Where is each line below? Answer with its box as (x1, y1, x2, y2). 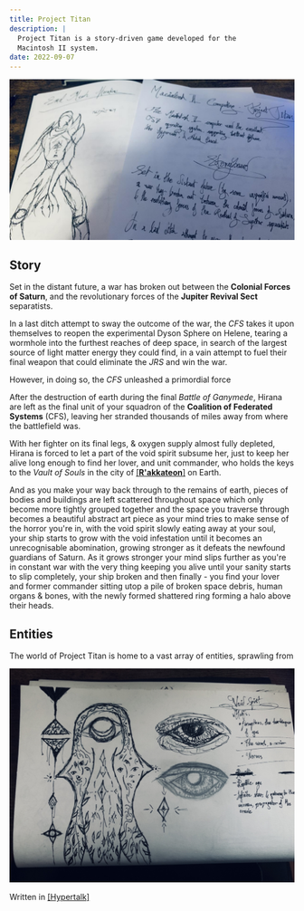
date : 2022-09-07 (9, 53, 75, 62)
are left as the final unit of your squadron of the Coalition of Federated (9, 401, 273, 412)
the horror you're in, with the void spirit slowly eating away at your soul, (9, 523, 276, 534)
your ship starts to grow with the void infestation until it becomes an (9, 532, 262, 543)
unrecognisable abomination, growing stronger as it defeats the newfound (9, 542, 286, 553)
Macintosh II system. (17, 43, 100, 53)
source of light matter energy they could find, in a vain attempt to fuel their (9, 347, 288, 358)
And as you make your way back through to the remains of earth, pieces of (9, 484, 289, 495)
